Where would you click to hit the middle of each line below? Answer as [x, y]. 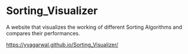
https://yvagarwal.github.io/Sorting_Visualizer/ [62, 45]
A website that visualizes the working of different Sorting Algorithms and [94, 27]
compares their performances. [43, 33]
